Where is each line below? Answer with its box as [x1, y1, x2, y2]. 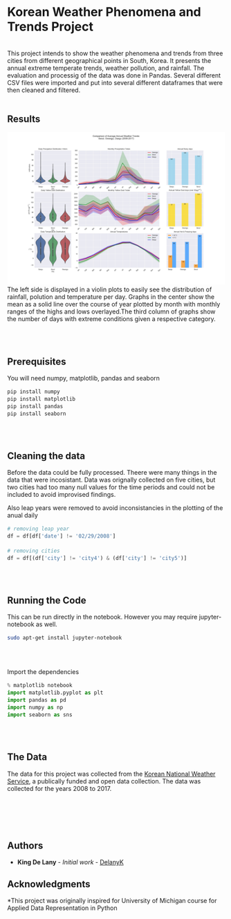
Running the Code [7, 594, 86, 606]
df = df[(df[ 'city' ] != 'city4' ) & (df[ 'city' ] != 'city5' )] [7, 554, 187, 561]
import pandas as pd [7, 697, 67, 704]
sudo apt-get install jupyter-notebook [7, 635, 122, 642]
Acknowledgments [7, 878, 91, 890]
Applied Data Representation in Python [7, 904, 118, 912]
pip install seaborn [7, 410, 67, 417]
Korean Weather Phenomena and [7, 4, 202, 20]
